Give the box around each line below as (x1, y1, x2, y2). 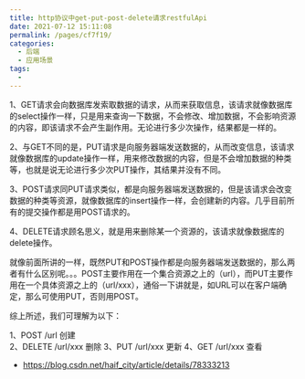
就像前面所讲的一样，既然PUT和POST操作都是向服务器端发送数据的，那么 (9, 257, 288, 268)
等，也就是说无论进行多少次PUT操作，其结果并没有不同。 (9, 163, 226, 174)
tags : (9, 65, 30, 74)
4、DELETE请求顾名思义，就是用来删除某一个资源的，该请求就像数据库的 (9, 226, 285, 237)
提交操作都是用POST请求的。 (25, 206, 135, 217)
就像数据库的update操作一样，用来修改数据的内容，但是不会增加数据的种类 (9, 153, 292, 163)
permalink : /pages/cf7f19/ (9, 30, 112, 39)
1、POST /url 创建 (9, 330, 76, 341)
